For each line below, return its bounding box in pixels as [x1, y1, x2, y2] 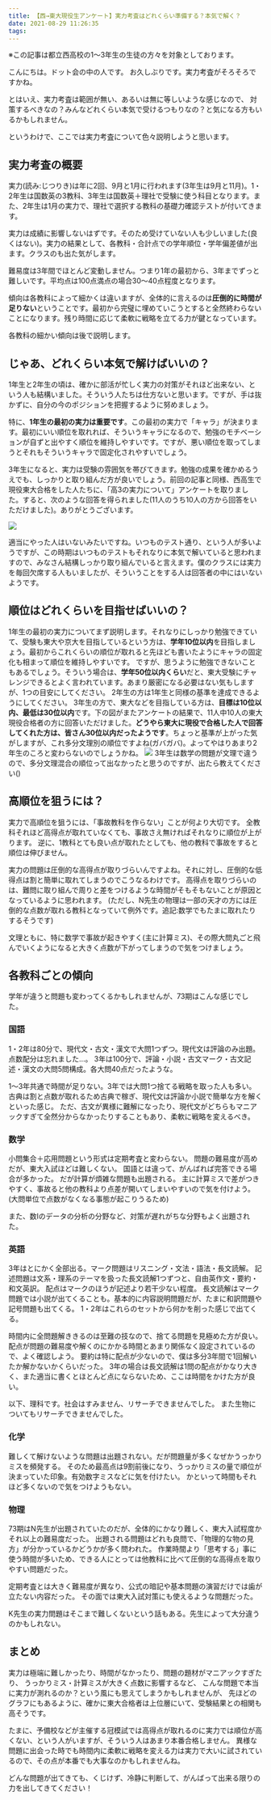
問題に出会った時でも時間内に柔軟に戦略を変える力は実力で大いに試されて [8, 1745, 256, 1756]
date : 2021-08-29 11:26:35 [8, 19, 99, 28]
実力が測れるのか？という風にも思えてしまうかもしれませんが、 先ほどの [15, 1688, 257, 1697]
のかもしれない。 [8, 1619, 65, 1628]
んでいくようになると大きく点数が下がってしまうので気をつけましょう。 [8, 942, 248, 952]
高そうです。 [8, 1708, 51, 1717]
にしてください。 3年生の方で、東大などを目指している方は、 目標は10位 [15, 697, 256, 707]
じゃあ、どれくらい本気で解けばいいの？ [8, 357, 210, 371]
